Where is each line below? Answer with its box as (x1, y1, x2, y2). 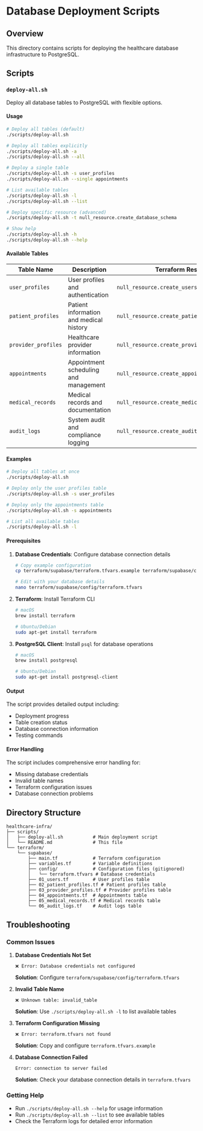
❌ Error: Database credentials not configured (14, 963, 135, 969)
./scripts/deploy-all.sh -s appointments (6, 507, 112, 513)
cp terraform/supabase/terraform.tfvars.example (14, 568, 140, 574)
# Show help (6, 226, 36, 232)
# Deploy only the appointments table (6, 501, 104, 508)
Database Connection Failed (14, 1054, 88, 1061)
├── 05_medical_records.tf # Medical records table (28, 898, 161, 904)
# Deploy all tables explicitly (6, 142, 88, 149)
